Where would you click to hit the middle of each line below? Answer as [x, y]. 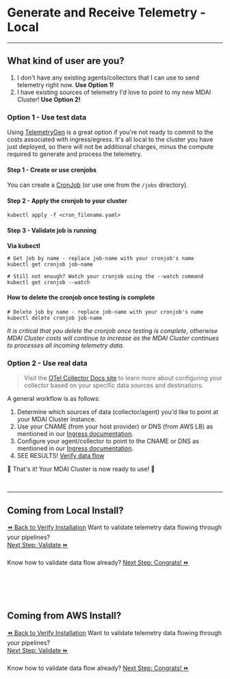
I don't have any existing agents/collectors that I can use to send [108, 78]
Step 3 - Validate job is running [52, 231]
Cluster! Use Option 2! [49, 99]
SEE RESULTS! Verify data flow [61, 456]
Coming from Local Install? [66, 510]
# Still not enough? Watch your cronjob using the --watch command [105, 276]
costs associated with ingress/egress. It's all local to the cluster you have [110, 139]
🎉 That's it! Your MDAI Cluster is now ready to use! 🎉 [81, 469]
